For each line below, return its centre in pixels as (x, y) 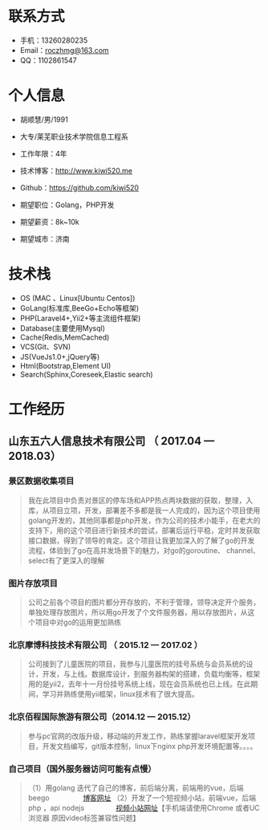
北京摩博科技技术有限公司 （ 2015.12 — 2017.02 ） (106, 645)
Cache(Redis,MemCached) (65, 337)
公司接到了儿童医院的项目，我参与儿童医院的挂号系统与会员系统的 (137, 664)
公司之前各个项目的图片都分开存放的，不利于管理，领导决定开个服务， (144, 602)
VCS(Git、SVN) (45, 347)
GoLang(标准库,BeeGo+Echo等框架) (79, 308)
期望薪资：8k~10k (49, 222)
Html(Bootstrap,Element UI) (65, 365)
